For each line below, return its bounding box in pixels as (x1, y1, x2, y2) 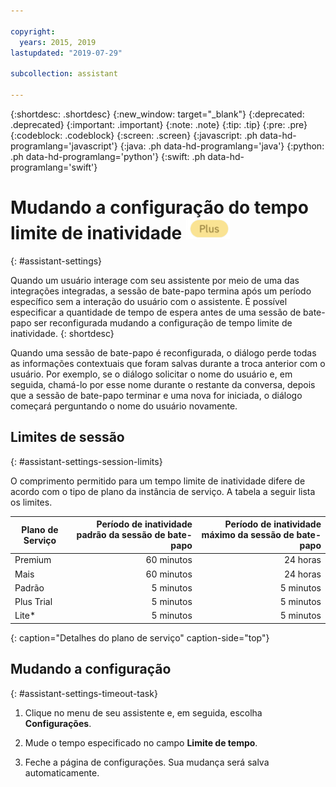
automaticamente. (24, 766, 100, 779)
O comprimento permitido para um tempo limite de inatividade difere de (10, 475, 306, 487)
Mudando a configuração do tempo (10, 196, 309, 219)
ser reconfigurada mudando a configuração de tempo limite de (33, 316, 293, 329)
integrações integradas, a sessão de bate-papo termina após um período (10, 285, 312, 297)
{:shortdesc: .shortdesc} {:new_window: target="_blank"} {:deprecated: (10, 108, 305, 120)
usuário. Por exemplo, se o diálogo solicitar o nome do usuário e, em (10, 368, 293, 380)
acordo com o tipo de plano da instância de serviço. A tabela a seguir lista (10, 485, 316, 497)
